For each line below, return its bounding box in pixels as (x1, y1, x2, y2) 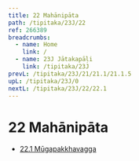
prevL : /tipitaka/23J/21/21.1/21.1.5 (8, 70, 132, 78)
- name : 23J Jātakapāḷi (15, 56, 93, 64)
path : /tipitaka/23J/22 (8, 19, 86, 27)
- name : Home (15, 41, 58, 49)
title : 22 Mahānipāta (8, 11, 79, 20)
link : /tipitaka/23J (22, 63, 90, 71)
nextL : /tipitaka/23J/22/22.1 (8, 84, 108, 93)
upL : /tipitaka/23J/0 (8, 77, 79, 85)
